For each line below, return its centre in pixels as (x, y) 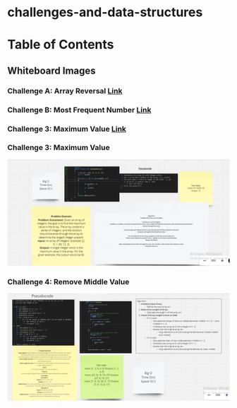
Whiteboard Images (52, 70)
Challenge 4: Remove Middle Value (68, 281)
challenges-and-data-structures (105, 12)
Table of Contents (61, 45)
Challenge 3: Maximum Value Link (67, 129)
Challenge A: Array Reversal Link (65, 91)
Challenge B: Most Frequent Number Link (79, 110)
